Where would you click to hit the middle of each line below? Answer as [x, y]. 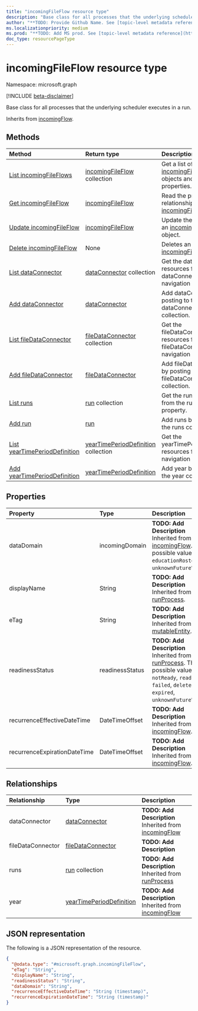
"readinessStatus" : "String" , [48, 981]
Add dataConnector [36, 304]
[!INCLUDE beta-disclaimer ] [40, 96]
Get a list [174, 164]
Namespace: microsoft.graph [42, 84]
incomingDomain [123, 545]
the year [173, 475]
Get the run [177, 395]
